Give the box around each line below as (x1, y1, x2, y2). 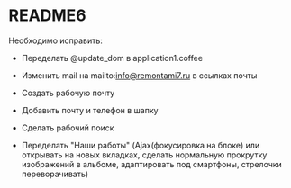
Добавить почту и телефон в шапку (21, 104, 159, 115)
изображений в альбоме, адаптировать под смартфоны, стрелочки (21, 158, 283, 169)
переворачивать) (21, 168, 89, 179)
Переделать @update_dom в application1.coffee (21, 52, 204, 63)
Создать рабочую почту (21, 87, 115, 98)
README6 (8, 5, 86, 26)
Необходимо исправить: (8, 35, 103, 46)
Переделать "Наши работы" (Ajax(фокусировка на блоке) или (21, 139, 260, 150)
